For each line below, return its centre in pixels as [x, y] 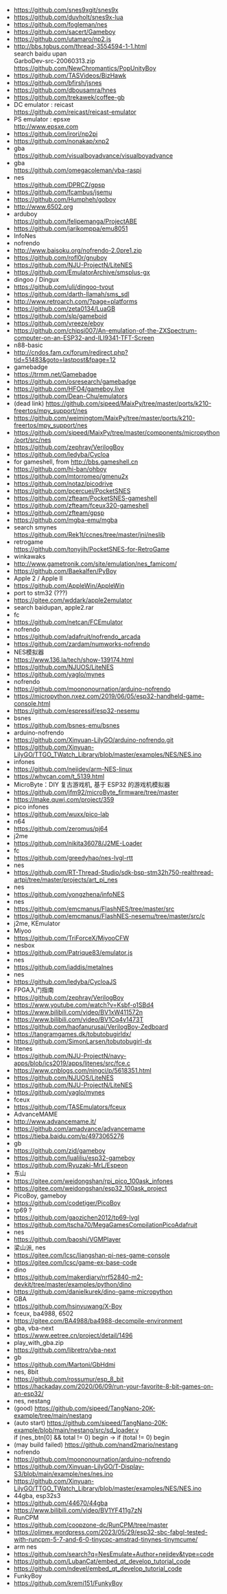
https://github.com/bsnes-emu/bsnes [67, 725]
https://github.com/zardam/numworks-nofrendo [82, 644]
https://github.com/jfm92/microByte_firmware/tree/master [96, 792]
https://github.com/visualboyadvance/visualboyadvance [93, 156]
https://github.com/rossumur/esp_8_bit [69, 1379]
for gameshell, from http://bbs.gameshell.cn [76, 462]
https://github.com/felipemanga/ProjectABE [75, 221]
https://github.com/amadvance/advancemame [79, 1129]
